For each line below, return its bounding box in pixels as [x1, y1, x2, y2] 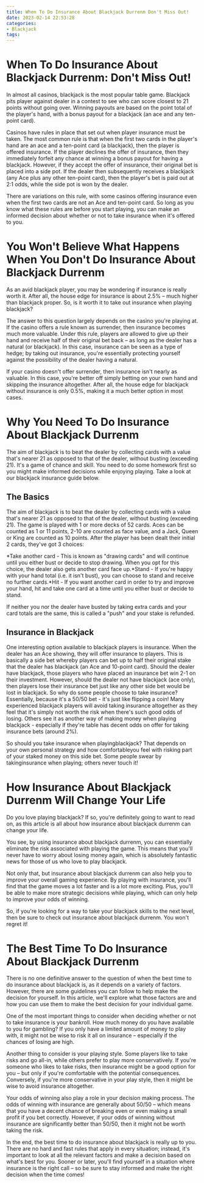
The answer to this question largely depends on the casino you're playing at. [6, 317, 199, 324]
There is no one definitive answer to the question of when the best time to [6, 974, 192, 982]
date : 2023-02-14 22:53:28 [6, 15, 75, 21]
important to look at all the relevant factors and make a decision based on [6, 1151, 191, 1159]
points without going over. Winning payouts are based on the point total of [6, 104, 192, 112]
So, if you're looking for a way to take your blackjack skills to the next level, [6, 907, 195, 915]
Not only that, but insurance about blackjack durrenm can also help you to [6, 869, 192, 877]
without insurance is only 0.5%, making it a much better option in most [6, 387, 184, 394]
